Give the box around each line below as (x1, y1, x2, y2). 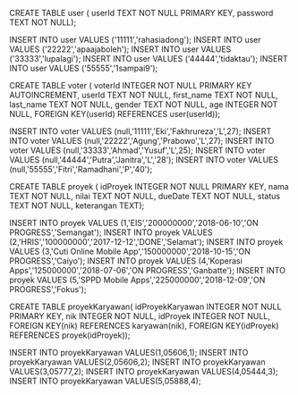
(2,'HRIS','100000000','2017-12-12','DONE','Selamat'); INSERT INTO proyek (9, 237, 284, 247)
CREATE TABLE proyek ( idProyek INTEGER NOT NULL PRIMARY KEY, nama (9, 181, 289, 191)
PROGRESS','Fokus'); (9, 284, 87, 294)
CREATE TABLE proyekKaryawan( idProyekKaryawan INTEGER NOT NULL (9, 301, 282, 312)
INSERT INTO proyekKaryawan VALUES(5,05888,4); (9, 375, 201, 386)
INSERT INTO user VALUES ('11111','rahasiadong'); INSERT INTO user (9, 35, 261, 45)
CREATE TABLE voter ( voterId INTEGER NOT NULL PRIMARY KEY (9, 80, 252, 90)
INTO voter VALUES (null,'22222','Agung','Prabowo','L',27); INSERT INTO (9, 136, 275, 146)
